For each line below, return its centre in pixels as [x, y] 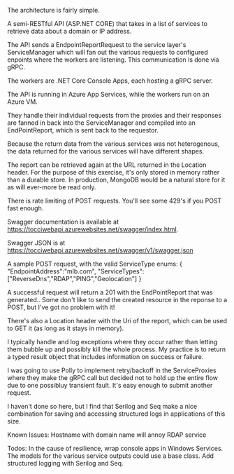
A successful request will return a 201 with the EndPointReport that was [110, 292]
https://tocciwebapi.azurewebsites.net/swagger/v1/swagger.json [100, 250]
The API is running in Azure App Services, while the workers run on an [108, 94]
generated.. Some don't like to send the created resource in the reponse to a [117, 300]
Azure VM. [23, 102]
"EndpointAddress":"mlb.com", [52, 271]
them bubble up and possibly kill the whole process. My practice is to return [117, 349]
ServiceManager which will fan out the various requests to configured [108, 52]
